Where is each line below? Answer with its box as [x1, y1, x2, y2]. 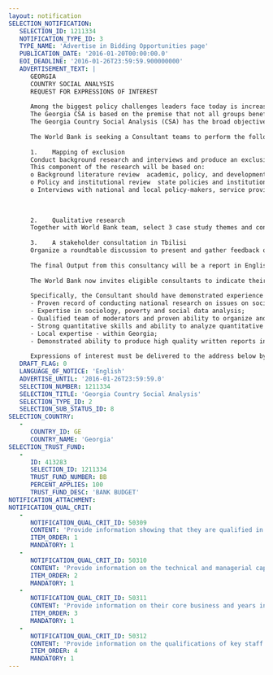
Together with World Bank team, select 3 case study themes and [29, 224, 253, 232]
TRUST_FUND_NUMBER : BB [29, 473, 107, 481]
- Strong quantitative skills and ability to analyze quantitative [29, 322, 264, 330]
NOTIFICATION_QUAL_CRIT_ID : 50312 [29, 632, 148, 640]
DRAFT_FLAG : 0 [19, 359, 67, 368]
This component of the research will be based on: [29, 163, 206, 172]
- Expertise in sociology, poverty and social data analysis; [29, 307, 245, 315]
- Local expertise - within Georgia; [29, 329, 158, 337]
